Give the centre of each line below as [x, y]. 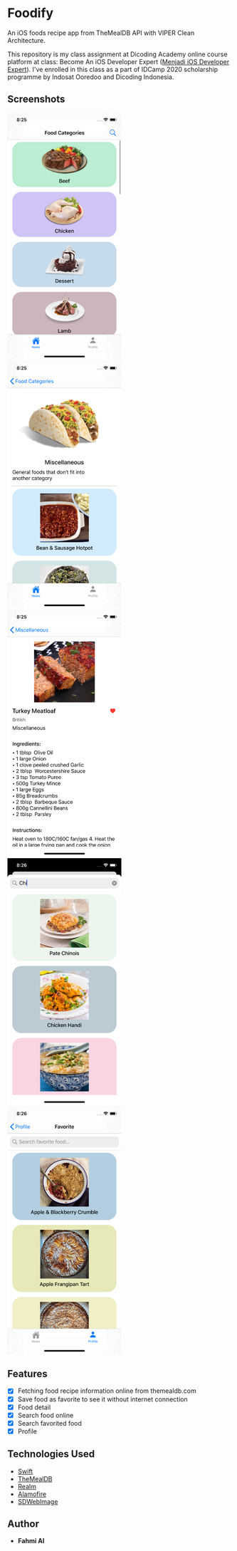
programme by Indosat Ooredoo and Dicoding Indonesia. [91, 77]
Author [23, 1524]
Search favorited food [49, 1423]
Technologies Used [51, 1454]
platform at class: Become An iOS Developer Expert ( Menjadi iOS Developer [118, 61]
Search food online [46, 1415]
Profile [27, 1431]
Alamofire [32, 1494]
